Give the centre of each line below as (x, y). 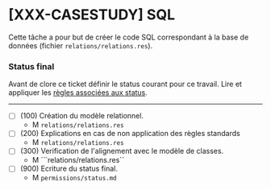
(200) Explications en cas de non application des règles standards (130, 134)
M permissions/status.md (74, 178)
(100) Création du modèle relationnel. (81, 116)
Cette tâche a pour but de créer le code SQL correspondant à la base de (129, 37)
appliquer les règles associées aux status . (78, 93)
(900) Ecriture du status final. (69, 169)
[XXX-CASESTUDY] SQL (92, 15)
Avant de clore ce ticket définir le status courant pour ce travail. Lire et (125, 84)
